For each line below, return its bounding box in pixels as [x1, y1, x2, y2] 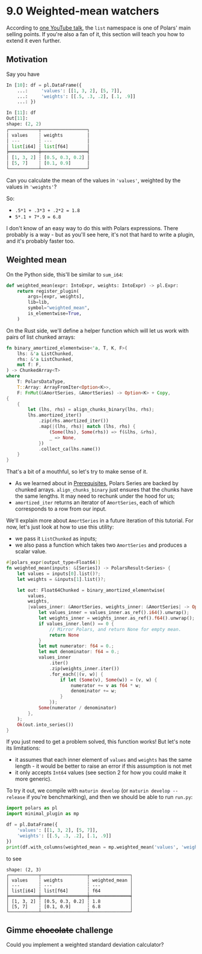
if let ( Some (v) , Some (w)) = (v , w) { [60, 677, 158, 683]
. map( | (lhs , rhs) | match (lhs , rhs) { [38, 424, 136, 430]
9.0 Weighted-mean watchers [6, 4, 159, 18]
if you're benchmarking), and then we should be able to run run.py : [26, 794, 193, 801]
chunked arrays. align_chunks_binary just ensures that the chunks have [14, 486, 194, 494]
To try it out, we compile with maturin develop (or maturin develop [6, 787, 170, 794]
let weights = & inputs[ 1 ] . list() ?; [17, 576, 106, 582]
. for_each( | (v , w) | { [49, 671, 103, 677]
